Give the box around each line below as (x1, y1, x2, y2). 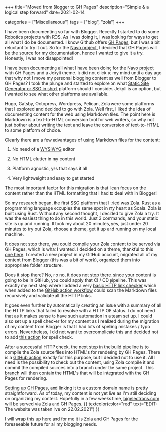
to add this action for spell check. (5, 334, 73, 340)
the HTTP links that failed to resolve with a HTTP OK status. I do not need (5, 308, 155, 313)
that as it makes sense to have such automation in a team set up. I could (5, 313, 153, 319)
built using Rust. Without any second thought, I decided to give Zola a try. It (5, 211, 159, 216)
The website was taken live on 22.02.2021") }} (5, 406, 100, 412)
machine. (5, 231, 24, 237)
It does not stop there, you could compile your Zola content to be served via (5, 241, 160, 247)
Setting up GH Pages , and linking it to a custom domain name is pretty (5, 385, 148, 391)
